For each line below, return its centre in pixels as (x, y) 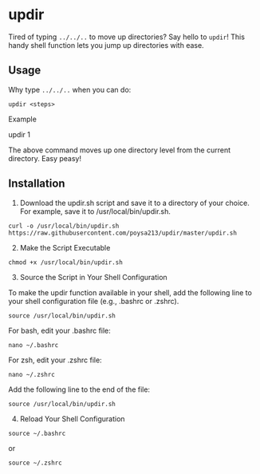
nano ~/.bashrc (33, 345)
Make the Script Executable (65, 247)
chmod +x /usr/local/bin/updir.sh (66, 262)
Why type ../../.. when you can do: (70, 89)
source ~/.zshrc (35, 463)
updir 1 (19, 134)
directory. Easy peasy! (45, 158)
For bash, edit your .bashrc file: (60, 330)
